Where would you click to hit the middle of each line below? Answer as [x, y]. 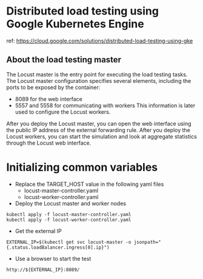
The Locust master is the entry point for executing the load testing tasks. [97, 74]
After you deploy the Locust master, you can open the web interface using [99, 123]
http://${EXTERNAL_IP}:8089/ [43, 270]
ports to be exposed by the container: [53, 87]
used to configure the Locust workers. [63, 112]
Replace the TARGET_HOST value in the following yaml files [89, 184]
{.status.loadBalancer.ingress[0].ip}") [58, 247]
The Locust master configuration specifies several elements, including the [99, 80]
